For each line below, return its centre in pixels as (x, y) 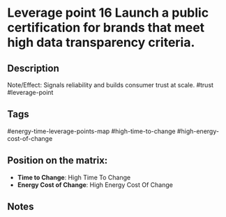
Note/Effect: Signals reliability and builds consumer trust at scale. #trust (111, 85)
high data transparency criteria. (101, 43)
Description (33, 68)
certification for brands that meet (106, 28)
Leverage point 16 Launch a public (108, 13)
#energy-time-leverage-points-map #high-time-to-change (91, 131)
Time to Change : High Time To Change (74, 177)
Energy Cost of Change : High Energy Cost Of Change (95, 185)
